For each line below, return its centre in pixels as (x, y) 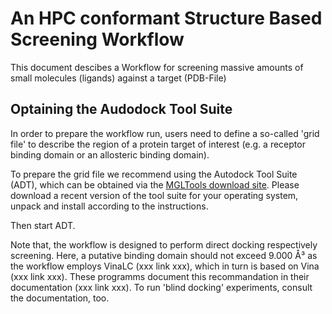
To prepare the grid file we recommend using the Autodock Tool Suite (154, 174)
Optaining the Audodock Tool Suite (121, 109)
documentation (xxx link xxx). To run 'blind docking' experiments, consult (161, 287)
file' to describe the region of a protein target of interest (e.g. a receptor (158, 144)
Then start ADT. (43, 225)
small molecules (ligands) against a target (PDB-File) (118, 78)
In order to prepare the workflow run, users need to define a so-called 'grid (165, 133)
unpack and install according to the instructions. (109, 206)
